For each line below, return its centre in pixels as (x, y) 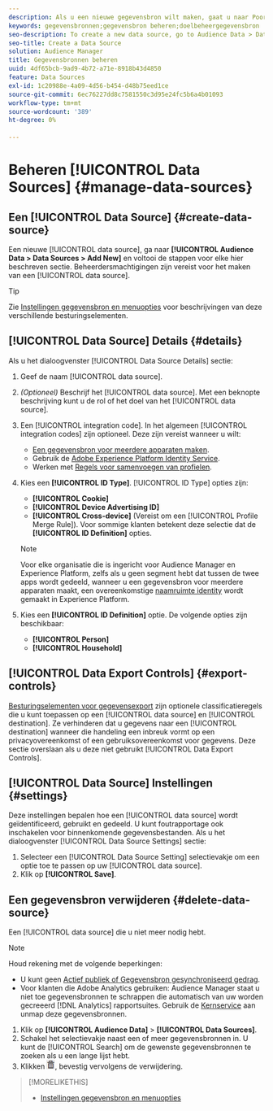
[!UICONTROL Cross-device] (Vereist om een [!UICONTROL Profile (145, 516)
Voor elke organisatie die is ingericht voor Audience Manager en (128, 564)
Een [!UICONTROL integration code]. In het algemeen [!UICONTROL (134, 425)
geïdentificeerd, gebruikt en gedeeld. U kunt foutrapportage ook (116, 824)
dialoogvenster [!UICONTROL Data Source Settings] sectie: (108, 841)
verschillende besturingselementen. (68, 316)
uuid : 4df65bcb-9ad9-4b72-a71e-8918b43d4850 (85, 69)
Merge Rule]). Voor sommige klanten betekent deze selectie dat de (144, 524)
